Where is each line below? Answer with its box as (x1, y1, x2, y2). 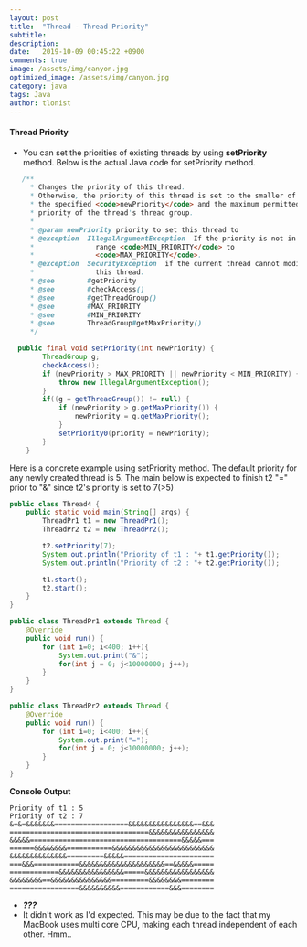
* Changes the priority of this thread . (29, 183, 185, 192)
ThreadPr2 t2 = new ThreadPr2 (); (42, 525, 170, 535)
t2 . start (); (42, 583, 89, 592)
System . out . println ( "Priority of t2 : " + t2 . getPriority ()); (42, 559, 281, 568)
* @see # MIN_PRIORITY (29, 310, 142, 320)
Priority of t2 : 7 (9, 811, 84, 821)
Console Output (9, 785, 71, 796)
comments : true (9, 56, 68, 65)
